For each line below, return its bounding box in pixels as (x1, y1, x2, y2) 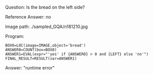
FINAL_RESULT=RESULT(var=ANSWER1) (5, 56, 77, 61)
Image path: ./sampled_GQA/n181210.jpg (5, 23, 88, 29)
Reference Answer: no (5, 14, 51, 19)
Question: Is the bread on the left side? (5, 4, 85, 10)
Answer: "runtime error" (5, 65, 55, 70)
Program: (5, 33, 24, 39)
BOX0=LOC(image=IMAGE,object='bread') (5, 43, 86, 48)
